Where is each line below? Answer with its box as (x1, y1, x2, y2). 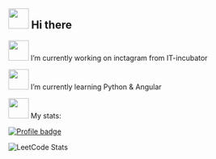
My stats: (30, 110, 62, 120)
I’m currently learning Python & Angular (30, 82, 162, 92)
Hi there (31, 18, 73, 32)
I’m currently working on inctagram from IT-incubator (30, 53, 208, 62)
